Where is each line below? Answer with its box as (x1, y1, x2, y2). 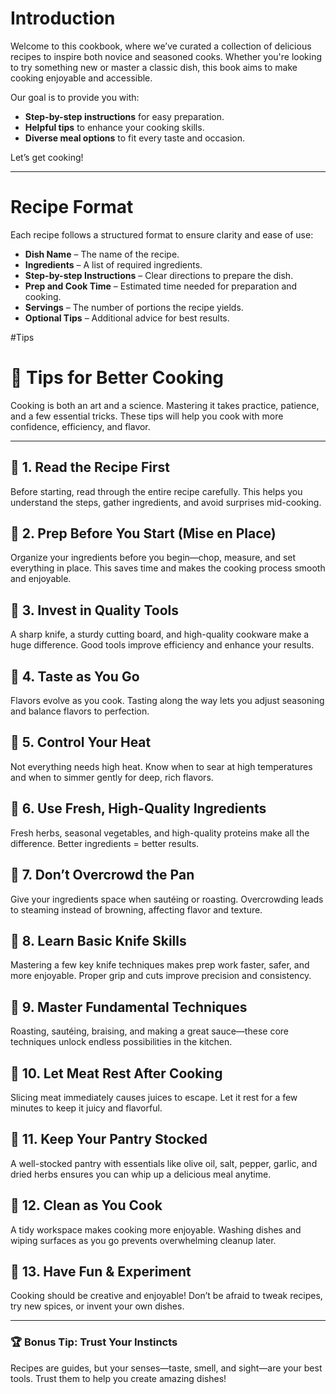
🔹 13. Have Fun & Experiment (10, 1263, 192, 1280)
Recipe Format (10, 196, 134, 219)
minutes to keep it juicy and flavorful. (10, 1102, 163, 1114)
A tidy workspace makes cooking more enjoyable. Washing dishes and (10, 1223, 302, 1236)
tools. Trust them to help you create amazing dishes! (10, 1372, 227, 1384)
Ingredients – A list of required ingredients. (24, 258, 203, 271)
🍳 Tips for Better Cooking (10, 367, 224, 389)
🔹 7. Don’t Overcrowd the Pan (10, 867, 195, 884)
